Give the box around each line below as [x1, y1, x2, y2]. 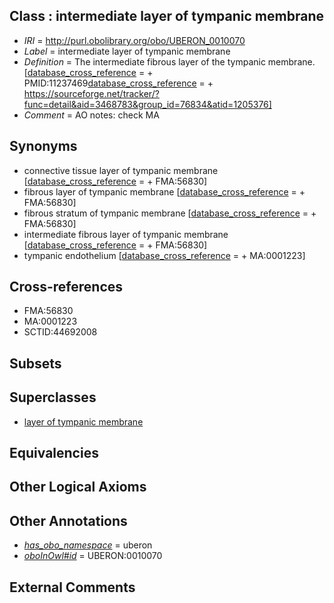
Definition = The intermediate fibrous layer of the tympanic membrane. [23, 55, 316, 68]
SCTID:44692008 [23, 326, 98, 338]
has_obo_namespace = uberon [23, 539, 153, 551]
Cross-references [9, 279, 124, 296]
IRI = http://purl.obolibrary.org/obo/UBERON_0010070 [23, 34, 246, 46]
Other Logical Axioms [9, 479, 147, 496]
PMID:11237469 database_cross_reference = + [23, 77, 214, 89]
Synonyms [9, 138, 78, 155]
